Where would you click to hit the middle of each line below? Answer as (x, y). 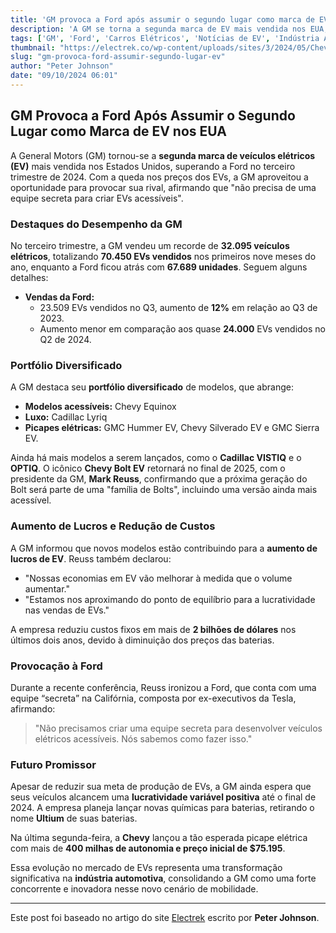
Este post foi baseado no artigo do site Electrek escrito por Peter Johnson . (165, 918)
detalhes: (29, 277)
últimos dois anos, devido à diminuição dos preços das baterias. (142, 640)
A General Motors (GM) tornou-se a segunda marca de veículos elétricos (163, 155)
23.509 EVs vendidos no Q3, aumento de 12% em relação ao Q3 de (178, 307)
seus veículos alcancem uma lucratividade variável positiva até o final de (163, 797)
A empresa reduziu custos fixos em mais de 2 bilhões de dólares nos (153, 629)
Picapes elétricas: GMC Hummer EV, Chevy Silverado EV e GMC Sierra (172, 428)
